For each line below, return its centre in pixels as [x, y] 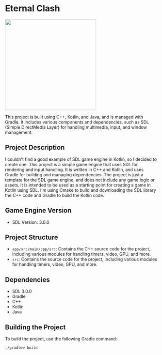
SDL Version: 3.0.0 [31, 222]
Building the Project [35, 327]
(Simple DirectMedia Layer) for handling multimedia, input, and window [76, 127]
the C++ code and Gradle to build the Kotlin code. [55, 195]
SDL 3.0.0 [22, 292]
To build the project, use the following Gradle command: [61, 339]
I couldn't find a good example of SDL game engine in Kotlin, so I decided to [81, 159]
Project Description [35, 147]
